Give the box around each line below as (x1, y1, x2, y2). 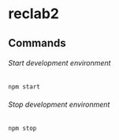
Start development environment (8, 59, 111, 68)
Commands (8, 36, 67, 50)
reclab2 (8, 5, 60, 23)
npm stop (8, 124, 37, 132)
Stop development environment (8, 100, 110, 109)
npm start (8, 82, 41, 91)
